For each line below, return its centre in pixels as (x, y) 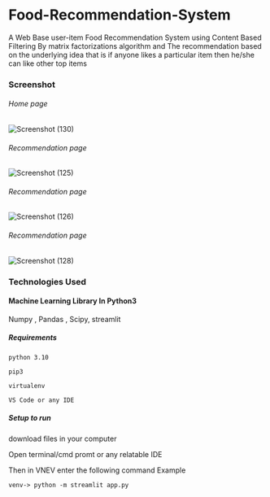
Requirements (33, 338)
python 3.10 (28, 357)
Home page (28, 104)
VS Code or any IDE (41, 400)
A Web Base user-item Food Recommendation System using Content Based (135, 37)
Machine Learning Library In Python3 (72, 301)
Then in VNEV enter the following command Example (97, 470)
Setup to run (30, 418)
